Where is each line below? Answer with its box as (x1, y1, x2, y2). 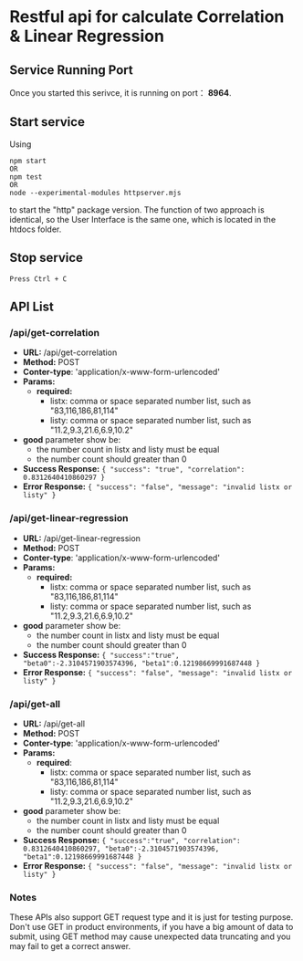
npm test (9, 172, 43, 182)
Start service (9, 114, 85, 130)
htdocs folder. (9, 224, 62, 235)
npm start (9, 156, 47, 165)
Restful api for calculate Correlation (9, 6, 285, 27)
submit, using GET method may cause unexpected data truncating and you (9, 931, 291, 942)
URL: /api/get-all (22, 718, 85, 729)
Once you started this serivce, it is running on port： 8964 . (9, 88, 232, 98)
